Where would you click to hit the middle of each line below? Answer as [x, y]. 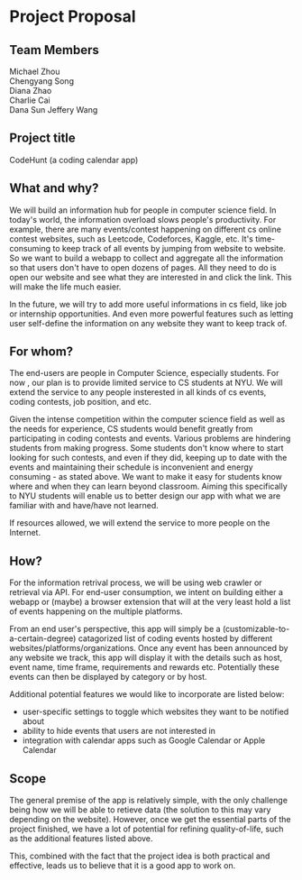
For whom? [41, 352]
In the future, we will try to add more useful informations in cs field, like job [148, 304]
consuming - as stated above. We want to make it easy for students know [146, 477]
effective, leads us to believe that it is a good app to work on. [123, 866]
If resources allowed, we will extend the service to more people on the [140, 523]
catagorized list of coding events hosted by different [175, 638]
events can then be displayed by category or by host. [108, 677]
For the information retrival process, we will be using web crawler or [136, 582]
